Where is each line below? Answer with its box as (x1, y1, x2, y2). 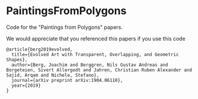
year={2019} (11, 82, 41, 88)
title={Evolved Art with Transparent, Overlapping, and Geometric (11, 51, 179, 57)
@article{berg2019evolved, (6, 46, 73, 52)
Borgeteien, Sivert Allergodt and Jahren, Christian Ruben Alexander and (6, 67, 193, 73)
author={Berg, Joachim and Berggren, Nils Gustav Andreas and (11, 62, 168, 68)
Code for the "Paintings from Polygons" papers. (6, 24, 123, 31)
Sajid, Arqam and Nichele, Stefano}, (6, 72, 100, 78)
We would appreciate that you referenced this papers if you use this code (6, 35, 186, 42)
